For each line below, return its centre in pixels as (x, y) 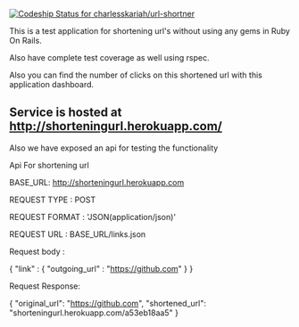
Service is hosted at (66, 113)
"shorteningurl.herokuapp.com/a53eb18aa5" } (94, 313)
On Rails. (25, 41)
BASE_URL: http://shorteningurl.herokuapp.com (97, 182)
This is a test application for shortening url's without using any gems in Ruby (149, 31)
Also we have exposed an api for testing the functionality (114, 148)
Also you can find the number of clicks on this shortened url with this (136, 75)
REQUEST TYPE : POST (53, 200)
